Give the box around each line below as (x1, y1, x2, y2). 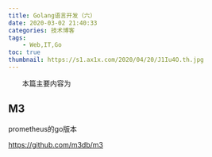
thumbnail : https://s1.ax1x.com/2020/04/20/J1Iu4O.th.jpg (8, 56, 204, 64)
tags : (8, 33, 26, 42)
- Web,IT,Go (22, 41, 62, 49)
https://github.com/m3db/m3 (8, 140, 103, 149)
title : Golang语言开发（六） (8, 11, 97, 20)
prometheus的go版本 (8, 124, 78, 133)
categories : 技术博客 (8, 26, 75, 34)
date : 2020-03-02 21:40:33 (8, 19, 98, 27)
